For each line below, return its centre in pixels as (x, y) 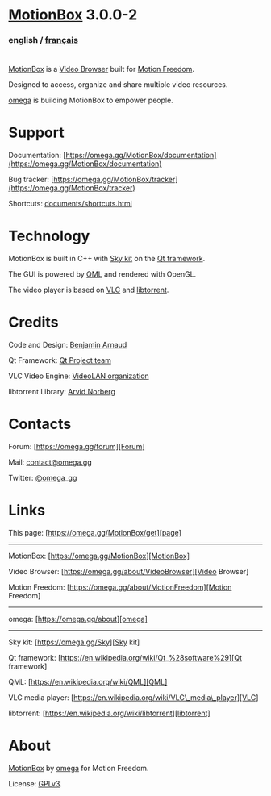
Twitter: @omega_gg (43, 478)
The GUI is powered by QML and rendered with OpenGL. (102, 274)
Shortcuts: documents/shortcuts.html (71, 204)
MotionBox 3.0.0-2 (73, 15)
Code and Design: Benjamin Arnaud (68, 345)
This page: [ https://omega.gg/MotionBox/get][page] (95, 532)
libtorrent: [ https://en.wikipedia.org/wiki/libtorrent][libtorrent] (110, 713)
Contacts (40, 424)
